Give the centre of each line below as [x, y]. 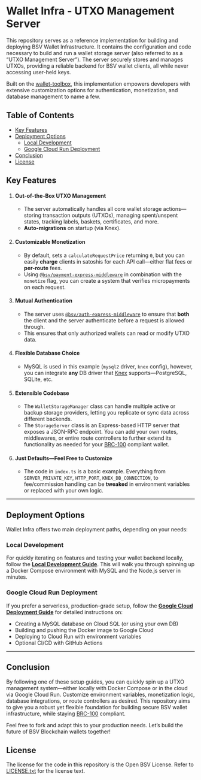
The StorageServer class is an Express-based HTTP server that [102, 425]
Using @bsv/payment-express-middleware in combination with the [103, 274]
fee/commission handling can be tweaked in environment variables [107, 484]
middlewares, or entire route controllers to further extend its [98, 438]
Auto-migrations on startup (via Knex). [72, 228]
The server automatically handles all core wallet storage [93, 209]
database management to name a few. [53, 96]
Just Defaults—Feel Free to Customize [63, 458]
